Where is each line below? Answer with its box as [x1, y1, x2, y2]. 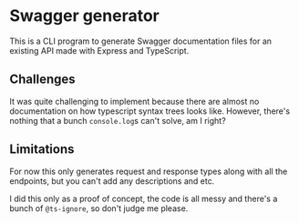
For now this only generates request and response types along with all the [9, 166, 288, 177]
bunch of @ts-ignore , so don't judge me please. [9, 202, 189, 214]
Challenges [9, 72, 76, 87]
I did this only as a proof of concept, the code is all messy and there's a [9, 193, 278, 204]
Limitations [9, 142, 75, 157]
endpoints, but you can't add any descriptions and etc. [9, 175, 215, 187]
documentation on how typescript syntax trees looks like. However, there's [9, 106, 290, 117]
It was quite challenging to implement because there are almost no [9, 96, 260, 106]
